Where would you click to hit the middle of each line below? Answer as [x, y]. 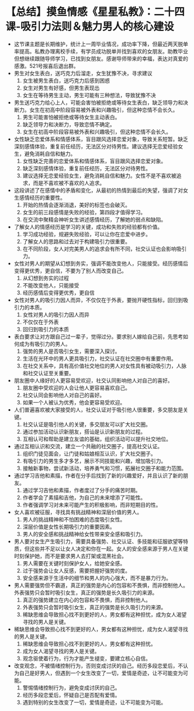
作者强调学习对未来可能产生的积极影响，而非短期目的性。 [92, 504]
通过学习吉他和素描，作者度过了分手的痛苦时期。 [82, 490]
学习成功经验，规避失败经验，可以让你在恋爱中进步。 [87, 234]
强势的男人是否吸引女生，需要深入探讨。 [71, 351]
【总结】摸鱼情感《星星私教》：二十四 [95, 12]
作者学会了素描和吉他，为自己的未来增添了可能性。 [84, 497]
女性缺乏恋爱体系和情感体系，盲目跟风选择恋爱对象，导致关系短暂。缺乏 [101, 139]
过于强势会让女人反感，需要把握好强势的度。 [77, 571]
